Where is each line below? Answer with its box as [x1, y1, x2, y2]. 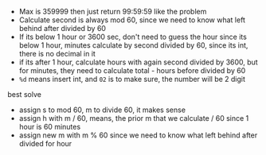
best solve [7, 90, 41, 99]
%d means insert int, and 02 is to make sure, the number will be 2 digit [18, 75, 246, 83]
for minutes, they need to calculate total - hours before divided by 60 [18, 66, 246, 75]
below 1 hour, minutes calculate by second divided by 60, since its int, [18, 41, 248, 50]
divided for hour [18, 139, 72, 148]
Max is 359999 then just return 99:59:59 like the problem [18, 7, 207, 16]
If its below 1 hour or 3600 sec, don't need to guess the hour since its [18, 32, 248, 41]
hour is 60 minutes [18, 122, 81, 131]
